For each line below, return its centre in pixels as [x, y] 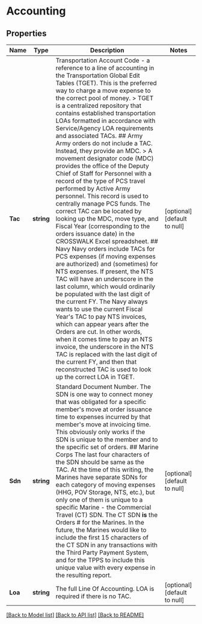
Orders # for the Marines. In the [100, 522]
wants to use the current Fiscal [99, 309]
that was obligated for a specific [101, 402]
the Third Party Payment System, [102, 553]
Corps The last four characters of [103, 455]
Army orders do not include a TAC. [104, 143]
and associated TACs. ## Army [99, 136]
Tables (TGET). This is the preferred [106, 83]
